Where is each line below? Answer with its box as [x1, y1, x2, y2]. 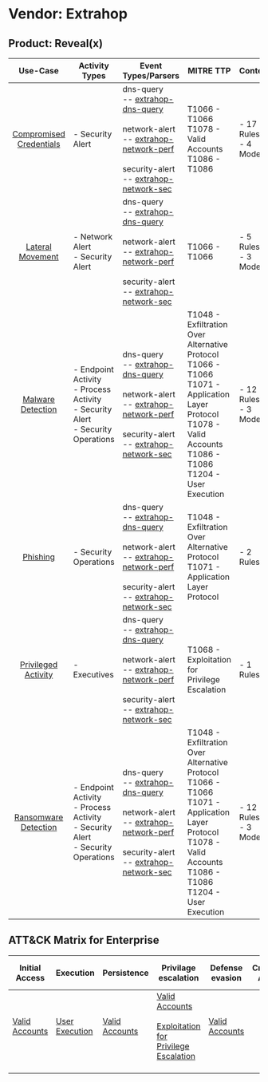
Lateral [26, 241, 52, 252]
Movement [18, 251, 59, 262]
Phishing [22, 551, 56, 563]
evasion [211, 972, 242, 983]
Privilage [161, 962, 196, 973]
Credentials [17, 139, 61, 149]
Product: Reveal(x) [8, 37, 104, 50]
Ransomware [14, 811, 64, 823]
